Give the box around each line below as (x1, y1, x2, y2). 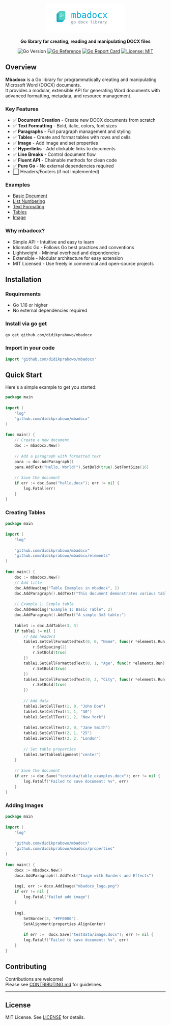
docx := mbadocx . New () (14, 868, 63, 873)
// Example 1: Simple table (14, 602, 74, 607)
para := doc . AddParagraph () (14, 459, 74, 464)
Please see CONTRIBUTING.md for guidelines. (5, 981, 103, 987)
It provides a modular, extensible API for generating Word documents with (5, 87, 160, 93)
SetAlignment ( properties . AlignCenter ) (23, 921, 106, 927)
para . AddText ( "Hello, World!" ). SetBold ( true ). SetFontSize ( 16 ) (14, 465, 149, 470)
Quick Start (5, 370, 42, 379)
